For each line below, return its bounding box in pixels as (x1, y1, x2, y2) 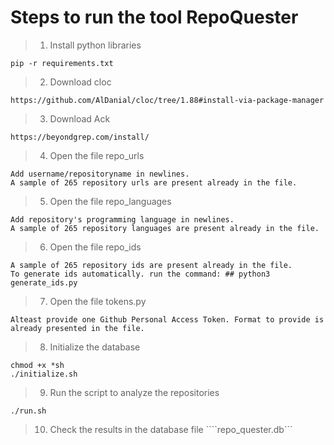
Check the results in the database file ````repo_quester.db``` (49, 423, 293, 435)
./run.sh (10, 406, 47, 416)
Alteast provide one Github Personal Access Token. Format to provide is (10, 314, 325, 325)
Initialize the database (49, 341, 141, 353)
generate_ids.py (10, 277, 78, 288)
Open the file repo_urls (49, 149, 145, 161)
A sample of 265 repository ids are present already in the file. (10, 260, 293, 270)
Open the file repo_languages (49, 195, 172, 207)
